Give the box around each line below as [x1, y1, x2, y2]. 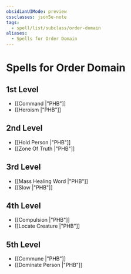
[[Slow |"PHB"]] [14, 184, 53, 191]
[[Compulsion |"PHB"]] [14, 217, 70, 224]
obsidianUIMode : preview [6, 8, 67, 15]
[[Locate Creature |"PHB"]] [14, 222, 80, 229]
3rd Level [6, 162, 41, 172]
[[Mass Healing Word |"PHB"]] [14, 177, 88, 185]
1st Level [6, 84, 39, 94]
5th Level [6, 239, 41, 249]
